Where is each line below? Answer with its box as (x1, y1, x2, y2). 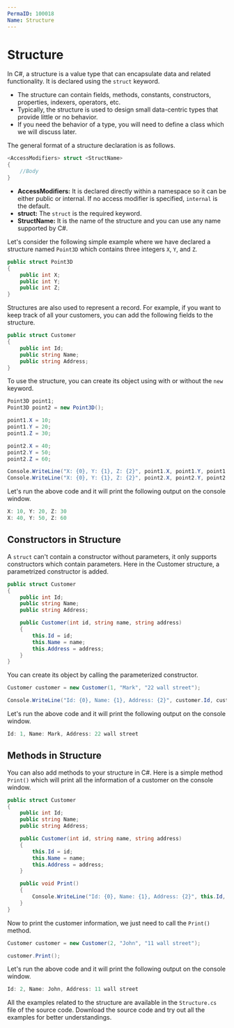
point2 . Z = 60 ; (7, 455, 52, 463)
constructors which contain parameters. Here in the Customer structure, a (7, 560, 220, 568)
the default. (17, 202, 51, 210)
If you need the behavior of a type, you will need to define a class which (17, 120, 224, 129)
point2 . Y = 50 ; (7, 449, 52, 456)
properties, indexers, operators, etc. (17, 98, 121, 107)
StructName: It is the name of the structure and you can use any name (17, 216, 221, 225)
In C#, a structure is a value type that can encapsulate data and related (7, 70, 211, 78)
